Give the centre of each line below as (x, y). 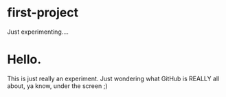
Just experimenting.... (38, 32)
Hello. (24, 60)
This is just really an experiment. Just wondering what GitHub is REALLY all (113, 78)
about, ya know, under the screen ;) (57, 86)
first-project (43, 13)
